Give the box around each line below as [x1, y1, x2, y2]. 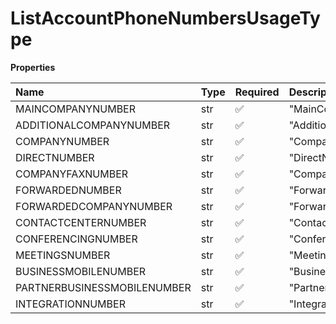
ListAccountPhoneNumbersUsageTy [10, 7, 321, 30]
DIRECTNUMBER [15, 150, 95, 164]
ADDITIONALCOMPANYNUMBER [15, 118, 171, 132]
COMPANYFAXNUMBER [15, 167, 129, 181]
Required [234, 85, 280, 99]
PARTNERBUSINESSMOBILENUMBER [15, 280, 192, 294]
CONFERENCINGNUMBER [15, 232, 138, 246]
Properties [10, 61, 56, 73]
